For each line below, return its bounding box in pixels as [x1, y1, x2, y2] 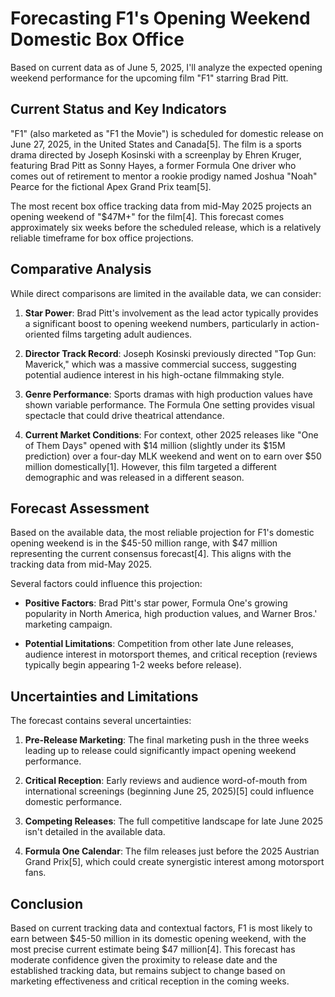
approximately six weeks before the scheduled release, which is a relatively [10, 221, 322, 233]
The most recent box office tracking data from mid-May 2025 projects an [10, 200, 312, 212]
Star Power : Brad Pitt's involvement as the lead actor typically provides [24, 307, 319, 319]
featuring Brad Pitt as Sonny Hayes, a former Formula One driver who [10, 159, 297, 171]
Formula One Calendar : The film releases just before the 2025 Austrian [24, 845, 320, 857]
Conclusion [10, 895, 84, 912]
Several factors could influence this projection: [10, 578, 203, 590]
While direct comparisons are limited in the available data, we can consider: [10, 287, 322, 299]
